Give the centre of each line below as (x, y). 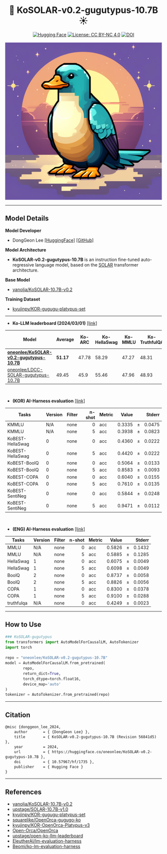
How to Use (23, 625)
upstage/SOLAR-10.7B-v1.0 (40, 809)
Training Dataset (23, 299)
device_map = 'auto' (42, 684)
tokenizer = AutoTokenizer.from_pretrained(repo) (58, 695)
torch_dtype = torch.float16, (52, 679)
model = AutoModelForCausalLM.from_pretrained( (55, 663)
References (23, 792)
